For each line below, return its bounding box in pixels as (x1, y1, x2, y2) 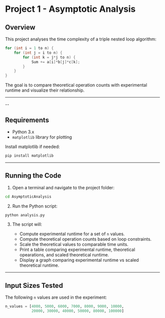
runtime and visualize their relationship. (5, 87, 85, 93)
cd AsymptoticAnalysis (5, 194, 52, 199)
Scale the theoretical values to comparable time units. (19, 242, 129, 247)
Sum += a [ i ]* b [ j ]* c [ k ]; (31, 59, 80, 65)
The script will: (12, 221, 43, 227)
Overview (5, 23, 36, 32)
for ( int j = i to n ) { (14, 50, 63, 55)
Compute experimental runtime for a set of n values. (19, 231, 125, 237)
